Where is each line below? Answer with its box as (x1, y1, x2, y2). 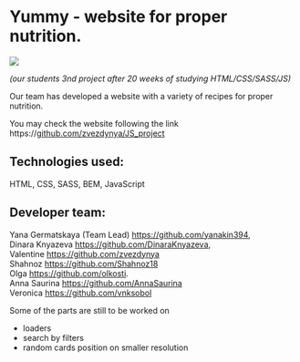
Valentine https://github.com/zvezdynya (9, 248, 160, 259)
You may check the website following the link (9, 118, 180, 129)
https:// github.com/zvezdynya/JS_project (9, 128, 166, 139)
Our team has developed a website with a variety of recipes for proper (9, 90, 274, 101)
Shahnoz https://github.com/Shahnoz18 (9, 258, 159, 269)
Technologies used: (9, 154, 125, 170)
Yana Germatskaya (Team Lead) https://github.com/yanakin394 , (9, 229, 251, 240)
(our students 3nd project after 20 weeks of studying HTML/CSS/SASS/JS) (9, 73, 292, 84)
